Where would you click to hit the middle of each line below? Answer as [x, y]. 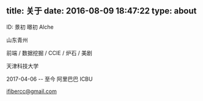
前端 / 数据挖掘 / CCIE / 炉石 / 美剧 [50, 53]
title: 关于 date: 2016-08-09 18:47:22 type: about [102, 11]
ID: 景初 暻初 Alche [30, 27]
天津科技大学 [22, 65]
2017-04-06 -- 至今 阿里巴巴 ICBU [50, 79]
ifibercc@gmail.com [31, 91]
